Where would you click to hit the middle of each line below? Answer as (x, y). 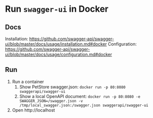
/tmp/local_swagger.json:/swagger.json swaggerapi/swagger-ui (84, 105)
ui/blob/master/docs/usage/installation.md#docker (56, 44)
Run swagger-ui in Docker (57, 9)
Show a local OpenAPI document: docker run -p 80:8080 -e (80, 96)
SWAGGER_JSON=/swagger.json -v (51, 101)
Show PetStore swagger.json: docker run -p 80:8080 (72, 87)
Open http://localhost (33, 110)
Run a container (28, 81)
